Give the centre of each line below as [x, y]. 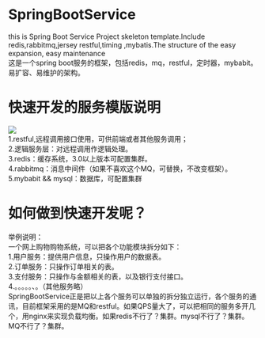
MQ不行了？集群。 [38, 325]
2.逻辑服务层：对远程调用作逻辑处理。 [70, 149]
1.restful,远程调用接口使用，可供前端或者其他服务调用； [98, 139]
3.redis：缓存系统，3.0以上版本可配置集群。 [80, 158]
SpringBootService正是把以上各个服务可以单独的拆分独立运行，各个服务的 [129, 296]
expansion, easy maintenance [57, 53]
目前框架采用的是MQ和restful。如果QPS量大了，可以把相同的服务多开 [135, 306]
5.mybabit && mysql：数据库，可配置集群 [75, 178]
